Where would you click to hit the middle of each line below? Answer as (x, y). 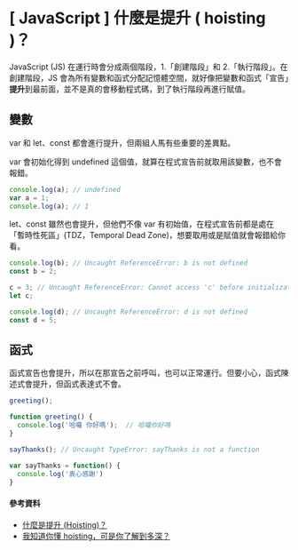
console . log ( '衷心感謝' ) (60, 474)
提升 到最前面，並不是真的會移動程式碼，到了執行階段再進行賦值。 (129, 89)
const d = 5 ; (33, 320)
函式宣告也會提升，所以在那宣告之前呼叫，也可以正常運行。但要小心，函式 (145, 373)
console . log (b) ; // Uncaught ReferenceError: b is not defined (129, 263)
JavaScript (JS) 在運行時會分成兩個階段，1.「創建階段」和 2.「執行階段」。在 (149, 67)
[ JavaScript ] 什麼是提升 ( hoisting (137, 18)
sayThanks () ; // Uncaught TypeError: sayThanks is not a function (134, 450)
